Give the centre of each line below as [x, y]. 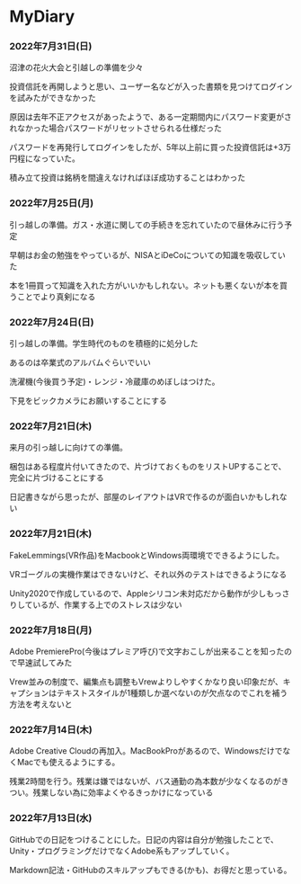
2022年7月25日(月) [52, 203]
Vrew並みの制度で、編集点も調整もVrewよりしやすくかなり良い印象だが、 [146, 682]
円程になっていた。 [45, 158]
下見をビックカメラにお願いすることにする [89, 401]
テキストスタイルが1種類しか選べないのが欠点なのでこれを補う [172, 692]
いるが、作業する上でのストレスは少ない [107, 604]
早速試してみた [44, 662]
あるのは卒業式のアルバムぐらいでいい [80, 362]
